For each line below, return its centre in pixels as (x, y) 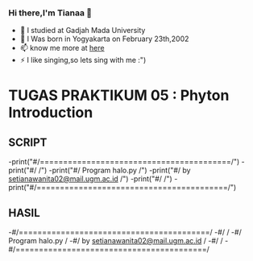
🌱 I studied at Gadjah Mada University (83, 31)
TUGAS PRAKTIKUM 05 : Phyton (119, 95)
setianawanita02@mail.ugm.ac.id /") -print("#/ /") (91, 179)
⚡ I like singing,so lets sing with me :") (83, 60)
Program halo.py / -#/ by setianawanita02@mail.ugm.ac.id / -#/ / (116, 241)
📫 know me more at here (62, 48)
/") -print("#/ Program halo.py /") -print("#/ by (114, 170)
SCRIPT (28, 142)
